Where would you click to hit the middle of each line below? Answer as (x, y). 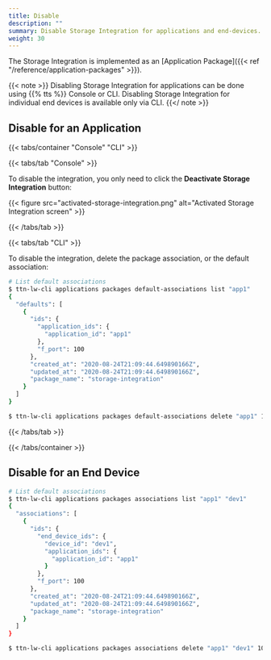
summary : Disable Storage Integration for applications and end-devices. (135, 31)
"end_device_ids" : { (72, 536)
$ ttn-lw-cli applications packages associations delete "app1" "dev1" (131, 649)
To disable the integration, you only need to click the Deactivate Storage (129, 179)
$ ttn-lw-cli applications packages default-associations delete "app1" (133, 416)
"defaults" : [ (39, 304)
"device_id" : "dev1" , (80, 544)
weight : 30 (27, 38)
